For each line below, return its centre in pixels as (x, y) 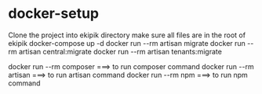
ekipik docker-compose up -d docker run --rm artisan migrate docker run (127, 43)
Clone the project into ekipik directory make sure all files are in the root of (127, 35)
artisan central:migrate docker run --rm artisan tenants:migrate (120, 51)
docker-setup (54, 14)
